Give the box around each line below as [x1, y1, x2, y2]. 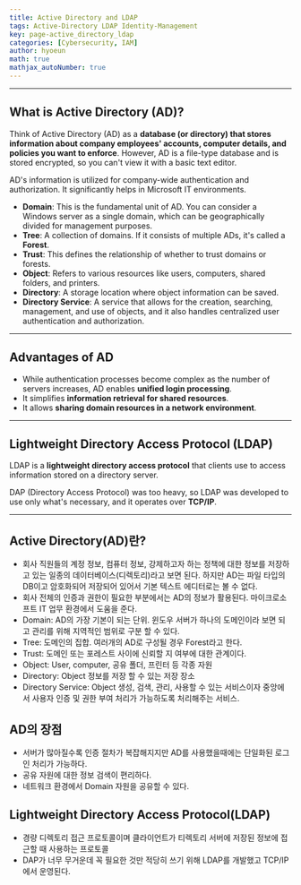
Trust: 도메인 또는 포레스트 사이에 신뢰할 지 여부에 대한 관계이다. [21, 649, 247, 659]
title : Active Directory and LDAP [9, 13, 139, 22]
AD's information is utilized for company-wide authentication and [9, 174, 249, 185]
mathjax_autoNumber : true [9, 64, 106, 73]
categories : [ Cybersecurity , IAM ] [9, 38, 139, 47]
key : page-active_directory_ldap [9, 30, 134, 39]
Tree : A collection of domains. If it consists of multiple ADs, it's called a [21, 229, 286, 240]
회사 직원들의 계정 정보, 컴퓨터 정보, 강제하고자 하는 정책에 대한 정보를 [21, 559, 266, 570]
